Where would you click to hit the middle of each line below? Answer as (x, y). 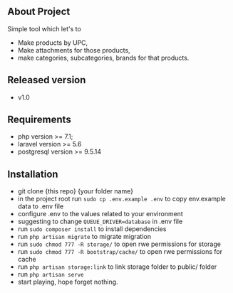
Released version (47, 80)
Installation (33, 174)
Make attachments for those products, (74, 50)
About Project (39, 12)
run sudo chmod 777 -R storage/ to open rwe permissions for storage (119, 244)
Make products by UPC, (53, 43)
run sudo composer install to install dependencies (92, 229)
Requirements (39, 120)
